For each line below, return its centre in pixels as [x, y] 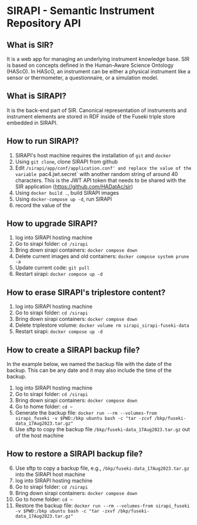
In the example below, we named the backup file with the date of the [89, 364]
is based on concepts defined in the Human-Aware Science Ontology [90, 65]
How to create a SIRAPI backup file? [73, 350]
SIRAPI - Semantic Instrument [81, 11]
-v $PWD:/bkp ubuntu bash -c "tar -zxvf [65, 511]
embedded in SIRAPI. [32, 123]
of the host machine [39, 436]
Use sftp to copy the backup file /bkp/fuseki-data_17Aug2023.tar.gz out [102, 429]
